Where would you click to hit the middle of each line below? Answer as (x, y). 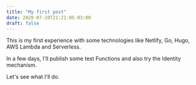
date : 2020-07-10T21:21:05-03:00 (49, 18)
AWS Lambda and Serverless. (44, 47)
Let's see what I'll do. (33, 77)
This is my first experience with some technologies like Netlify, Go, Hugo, (98, 41)
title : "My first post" (37, 12)
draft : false (23, 23)
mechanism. (22, 65)
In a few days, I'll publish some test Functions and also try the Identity (94, 59)
